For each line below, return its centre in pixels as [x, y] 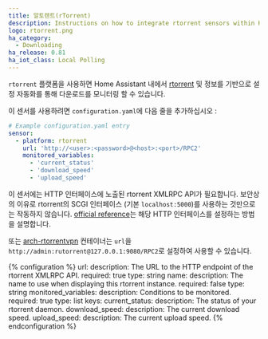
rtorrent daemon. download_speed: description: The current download [124, 309]
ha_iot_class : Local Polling [57, 61]
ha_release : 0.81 [37, 53]
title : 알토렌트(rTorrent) [50, 16]
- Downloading [39, 45]
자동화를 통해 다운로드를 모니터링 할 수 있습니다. [91, 93]
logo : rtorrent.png [41, 30]
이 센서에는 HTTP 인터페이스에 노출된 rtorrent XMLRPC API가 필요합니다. [124, 194]
